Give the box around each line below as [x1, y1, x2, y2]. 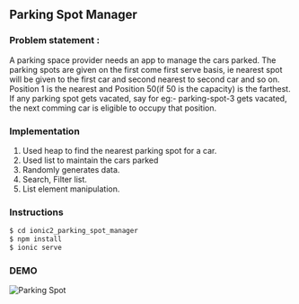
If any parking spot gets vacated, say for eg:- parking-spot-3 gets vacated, [9, 93, 287, 103]
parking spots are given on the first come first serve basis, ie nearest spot [9, 64, 283, 75]
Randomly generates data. [22, 164, 120, 174]
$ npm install [9, 235, 63, 244]
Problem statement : [9, 34, 101, 47]
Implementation [9, 125, 81, 138]
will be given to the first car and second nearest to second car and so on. [9, 74, 280, 85]
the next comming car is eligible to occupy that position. [9, 103, 217, 113]
